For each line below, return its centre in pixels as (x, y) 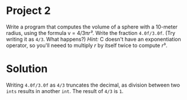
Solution (27, 69)
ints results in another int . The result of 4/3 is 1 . (65, 91)
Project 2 (28, 11)
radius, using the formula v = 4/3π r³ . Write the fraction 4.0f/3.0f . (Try (91, 33)
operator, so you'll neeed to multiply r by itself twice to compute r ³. (87, 45)
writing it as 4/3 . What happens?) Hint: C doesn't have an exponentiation (93, 39)
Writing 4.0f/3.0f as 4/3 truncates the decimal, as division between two (93, 85)
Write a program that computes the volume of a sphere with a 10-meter (92, 27)
